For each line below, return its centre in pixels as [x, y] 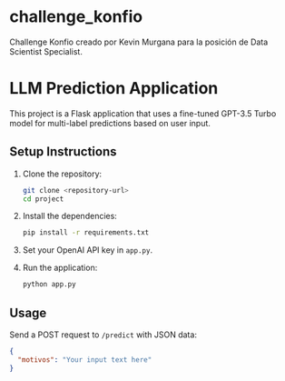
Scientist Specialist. [46, 51]
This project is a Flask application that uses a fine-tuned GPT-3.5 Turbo [143, 113]
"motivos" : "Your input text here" [85, 360]
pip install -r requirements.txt [86, 233]
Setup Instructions [63, 152]
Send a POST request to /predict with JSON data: [103, 335]
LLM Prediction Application [114, 89]
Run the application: [60, 268]
